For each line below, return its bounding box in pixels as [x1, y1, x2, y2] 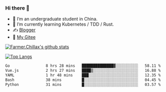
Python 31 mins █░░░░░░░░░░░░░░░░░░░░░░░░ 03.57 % [5, 82, 161, 87]
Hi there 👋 [5, 5, 30, 12]
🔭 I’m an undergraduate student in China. [12, 16, 98, 22]
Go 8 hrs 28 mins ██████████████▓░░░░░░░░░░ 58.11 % [5, 63, 161, 68]
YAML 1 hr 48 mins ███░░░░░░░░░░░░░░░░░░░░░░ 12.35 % [5, 73, 161, 78]
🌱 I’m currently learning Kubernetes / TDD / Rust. [12, 21, 114, 27]
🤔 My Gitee [12, 34, 36, 40]
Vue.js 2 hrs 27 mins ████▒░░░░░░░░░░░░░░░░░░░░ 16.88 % [5, 68, 161, 73]
